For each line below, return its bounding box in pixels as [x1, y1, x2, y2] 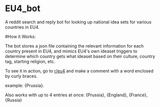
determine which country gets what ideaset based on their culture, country [5, 53, 156, 59]
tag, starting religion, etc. [5, 58, 55, 64]
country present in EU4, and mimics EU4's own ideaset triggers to [5, 48, 138, 54]
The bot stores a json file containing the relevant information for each [5, 43, 144, 49]
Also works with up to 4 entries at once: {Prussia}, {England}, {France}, [5, 92, 148, 98]
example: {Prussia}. [5, 82, 45, 88]
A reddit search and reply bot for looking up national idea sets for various [5, 19, 152, 25]
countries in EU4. [5, 24, 40, 30]
